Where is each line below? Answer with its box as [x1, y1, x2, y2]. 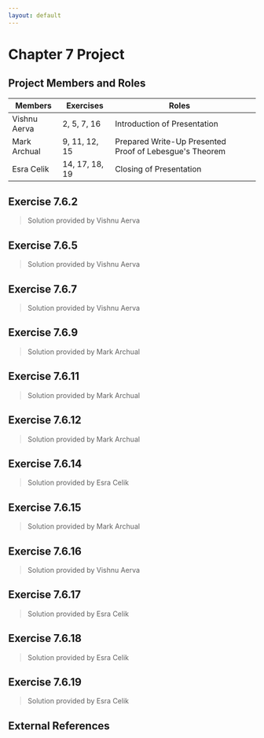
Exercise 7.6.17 [8, 588, 81, 602]
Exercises [66, 100, 104, 111]
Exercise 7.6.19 [8, 675, 82, 688]
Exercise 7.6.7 [8, 282, 78, 296]
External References [8, 719, 110, 732]
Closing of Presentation [115, 163, 202, 174]
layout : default [8, 11, 61, 20]
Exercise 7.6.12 [8, 414, 82, 427]
